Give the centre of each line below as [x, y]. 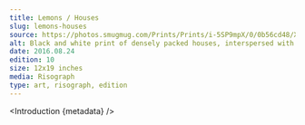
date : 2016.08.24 [42, 52]
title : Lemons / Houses [54, 18]
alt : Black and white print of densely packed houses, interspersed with [152, 43]
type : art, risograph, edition [69, 85]
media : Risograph [42, 77]
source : [24, 34]
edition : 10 [32, 60]
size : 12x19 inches [46, 69]
